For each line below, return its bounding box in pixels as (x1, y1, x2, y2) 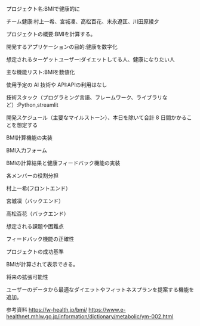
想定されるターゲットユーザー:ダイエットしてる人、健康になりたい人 (6, 56, 175, 63)
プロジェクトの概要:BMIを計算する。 (6, 30, 96, 38)
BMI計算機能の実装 (6, 134, 53, 141)
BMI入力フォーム (6, 147, 48, 154)
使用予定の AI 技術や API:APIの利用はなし (6, 81, 107, 88)
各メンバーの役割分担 (6, 172, 59, 179)
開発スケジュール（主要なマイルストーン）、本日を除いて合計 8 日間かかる (6, 114, 187, 121)
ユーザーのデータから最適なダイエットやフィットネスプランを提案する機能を (6, 286, 195, 293)
